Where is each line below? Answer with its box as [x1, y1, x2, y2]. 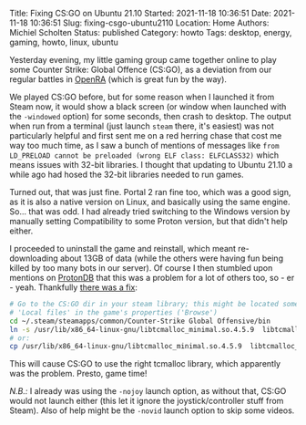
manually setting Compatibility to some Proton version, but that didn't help [9, 216, 289, 226]
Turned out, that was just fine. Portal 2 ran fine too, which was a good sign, [9, 187, 291, 197]
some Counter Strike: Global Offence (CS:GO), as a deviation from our [9, 64, 272, 75]
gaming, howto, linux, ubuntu [9, 36, 118, 47]
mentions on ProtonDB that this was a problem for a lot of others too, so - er [9, 273, 295, 283]
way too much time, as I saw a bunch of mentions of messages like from [9, 140, 280, 150]
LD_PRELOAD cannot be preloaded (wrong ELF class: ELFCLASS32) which [9, 150, 280, 161]
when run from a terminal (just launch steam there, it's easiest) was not [9, 120, 275, 131]
